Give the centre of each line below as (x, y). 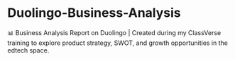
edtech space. (28, 50)
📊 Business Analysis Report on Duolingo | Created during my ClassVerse (114, 32)
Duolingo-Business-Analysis (94, 13)
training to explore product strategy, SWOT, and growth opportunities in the (118, 43)
